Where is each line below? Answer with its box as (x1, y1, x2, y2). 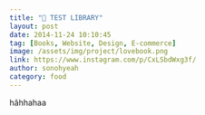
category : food (9, 72, 67, 81)
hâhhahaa (9, 97, 47, 108)
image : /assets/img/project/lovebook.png (9, 47, 169, 56)
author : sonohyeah (9, 64, 79, 73)
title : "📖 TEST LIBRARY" (9, 13, 103, 23)
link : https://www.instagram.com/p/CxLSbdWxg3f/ (9, 55, 197, 64)
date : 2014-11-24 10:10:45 (9, 30, 112, 39)
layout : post (9, 22, 59, 31)
